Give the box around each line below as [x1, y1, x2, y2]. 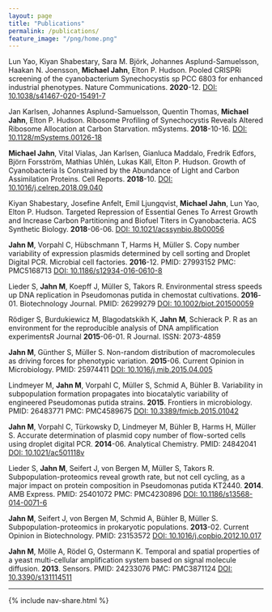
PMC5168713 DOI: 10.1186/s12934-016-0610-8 [8, 266, 163, 276]
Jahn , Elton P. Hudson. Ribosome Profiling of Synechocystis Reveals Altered [8, 115, 264, 126]
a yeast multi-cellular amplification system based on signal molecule [8, 555, 236, 565]
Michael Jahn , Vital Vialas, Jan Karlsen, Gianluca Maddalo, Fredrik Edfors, [8, 148, 257, 158]
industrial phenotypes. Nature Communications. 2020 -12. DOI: [8, 83, 218, 92]
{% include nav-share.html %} [8, 596, 109, 606]
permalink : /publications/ [8, 27, 100, 35]
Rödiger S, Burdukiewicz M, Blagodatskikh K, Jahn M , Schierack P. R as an [8, 315, 257, 324]
